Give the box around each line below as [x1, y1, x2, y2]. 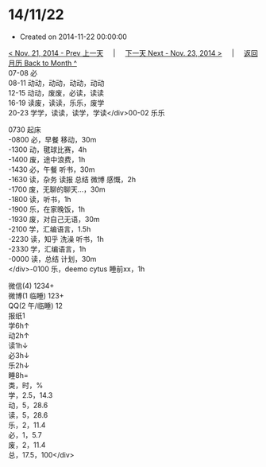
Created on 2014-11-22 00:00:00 [19, 32, 127, 41]
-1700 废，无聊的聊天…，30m [8, 185, 106, 194]
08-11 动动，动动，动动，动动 [8, 78, 105, 88]
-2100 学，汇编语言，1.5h [8, 224, 91, 234]
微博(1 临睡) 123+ [8, 290, 64, 300]
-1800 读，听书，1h [8, 194, 71, 204]
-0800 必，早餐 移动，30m [8, 134, 97, 144]
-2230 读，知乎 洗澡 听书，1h [8, 234, 105, 243]
